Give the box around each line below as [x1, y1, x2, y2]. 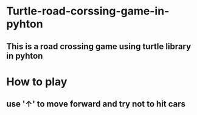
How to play [6, 74, 67, 88]
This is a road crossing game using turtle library [6, 41, 192, 51]
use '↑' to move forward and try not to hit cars [6, 99, 186, 110]
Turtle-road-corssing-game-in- [6, 4, 170, 18]
